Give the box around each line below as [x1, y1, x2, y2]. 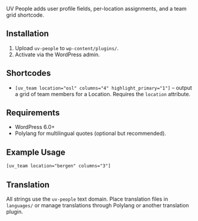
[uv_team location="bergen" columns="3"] [6, 163, 111, 169]
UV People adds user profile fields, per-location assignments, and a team [6, 5, 187, 12]
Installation [6, 29, 49, 39]
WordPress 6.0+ [14, 124, 55, 131]
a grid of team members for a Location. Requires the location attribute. [14, 90, 191, 97]
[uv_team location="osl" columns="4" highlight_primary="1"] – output [14, 84, 193, 91]
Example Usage [6, 147, 66, 157]
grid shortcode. [6, 11, 45, 19]
